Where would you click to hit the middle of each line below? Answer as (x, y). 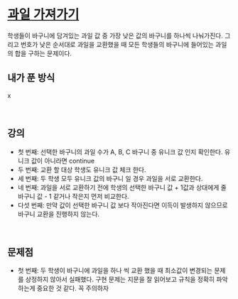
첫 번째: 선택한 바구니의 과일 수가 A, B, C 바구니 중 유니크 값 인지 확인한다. (120, 152)
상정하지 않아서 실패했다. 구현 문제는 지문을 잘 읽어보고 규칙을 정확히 (120, 279)
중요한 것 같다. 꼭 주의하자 (72, 288)
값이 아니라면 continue (63, 161)
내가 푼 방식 (31, 78)
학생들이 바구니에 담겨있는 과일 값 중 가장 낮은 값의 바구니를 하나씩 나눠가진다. (115, 36)
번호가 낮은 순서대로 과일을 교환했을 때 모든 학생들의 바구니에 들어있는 (117, 44)
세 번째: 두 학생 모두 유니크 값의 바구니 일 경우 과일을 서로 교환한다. (110, 178)
